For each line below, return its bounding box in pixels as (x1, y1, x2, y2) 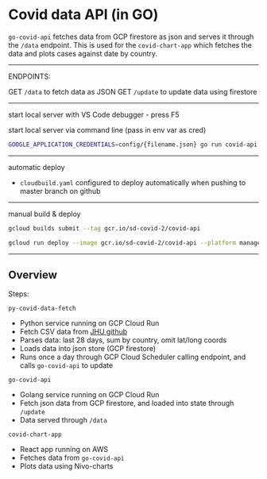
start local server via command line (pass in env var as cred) (8, 125, 207, 134)
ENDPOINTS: (8, 71, 52, 81)
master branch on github (19, 186, 101, 195)
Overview (8, 268, 58, 281)
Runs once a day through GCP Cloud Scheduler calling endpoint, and (19, 352, 246, 362)
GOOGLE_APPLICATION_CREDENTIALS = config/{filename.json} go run (8, 141, 222, 149)
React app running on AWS (19, 445, 109, 454)
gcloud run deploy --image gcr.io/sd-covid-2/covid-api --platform (8, 238, 237, 247)
